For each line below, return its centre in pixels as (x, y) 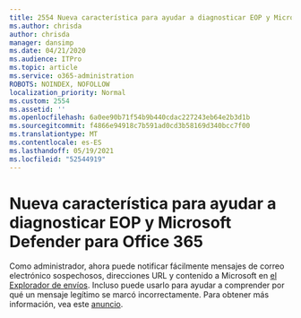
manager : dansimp (42, 43)
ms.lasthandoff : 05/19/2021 (62, 150)
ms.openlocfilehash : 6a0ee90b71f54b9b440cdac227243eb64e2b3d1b (130, 117)
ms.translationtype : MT (54, 134)
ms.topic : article (43, 68)
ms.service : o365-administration (72, 76)
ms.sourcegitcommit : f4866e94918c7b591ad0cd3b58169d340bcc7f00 (130, 126)
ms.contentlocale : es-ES (56, 142)
